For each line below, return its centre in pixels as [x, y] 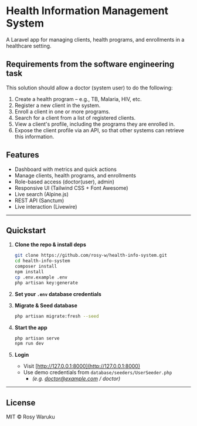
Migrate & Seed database [46, 305]
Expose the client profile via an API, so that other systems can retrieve [99, 130]
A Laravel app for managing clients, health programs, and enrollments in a [95, 39]
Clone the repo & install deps [50, 244]
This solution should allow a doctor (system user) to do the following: [89, 88]
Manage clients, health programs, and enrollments [75, 175]
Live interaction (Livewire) [46, 206]
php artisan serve [37, 338]
